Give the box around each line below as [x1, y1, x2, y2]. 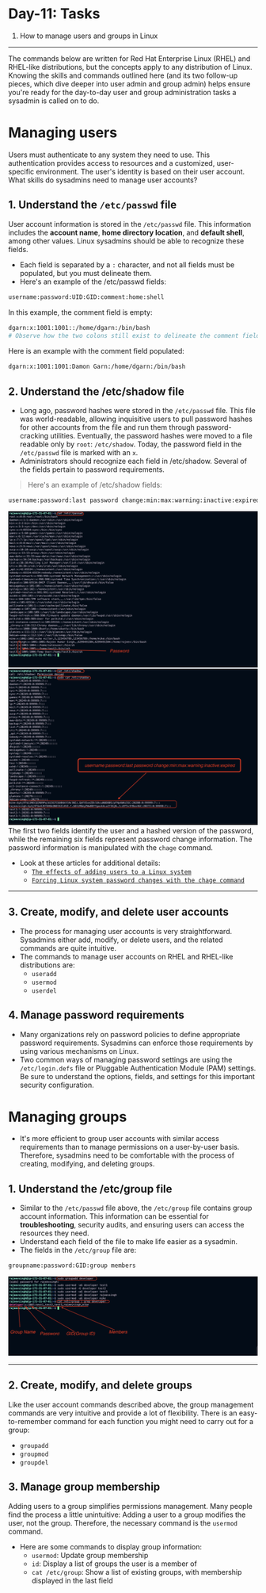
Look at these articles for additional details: [19, 858, 161, 867]
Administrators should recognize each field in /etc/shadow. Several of [19, 457, 248, 465]
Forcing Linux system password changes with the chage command [31, 876, 245, 884]
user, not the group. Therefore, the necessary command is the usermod [8, 1518, 238, 1527]
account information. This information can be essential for [19, 1212, 210, 1221]
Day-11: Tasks [8, 5, 101, 23]
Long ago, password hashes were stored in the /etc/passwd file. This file [19, 406, 256, 415]
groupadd [19, 1442, 49, 1449]
